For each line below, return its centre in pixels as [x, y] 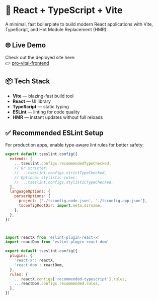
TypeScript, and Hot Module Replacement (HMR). [57, 29]
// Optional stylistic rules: [46, 178]
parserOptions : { [32, 196]
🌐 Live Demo [26, 45]
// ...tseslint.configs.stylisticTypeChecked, [64, 182]
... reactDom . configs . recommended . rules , [57, 284]
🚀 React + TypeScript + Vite [64, 10]
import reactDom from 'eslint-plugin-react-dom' [57, 242]
